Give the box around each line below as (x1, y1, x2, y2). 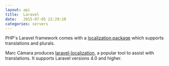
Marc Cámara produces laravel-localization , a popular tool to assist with (5, 50, 154, 56)
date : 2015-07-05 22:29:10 (5, 16, 66, 21)
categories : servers (5, 21, 49, 26)
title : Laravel (5, 12, 39, 17)
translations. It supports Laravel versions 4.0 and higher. (5, 55, 122, 61)
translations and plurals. (5, 40, 55, 46)
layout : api (5, 7, 30, 12)
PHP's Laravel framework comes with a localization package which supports (5, 35, 164, 41)
